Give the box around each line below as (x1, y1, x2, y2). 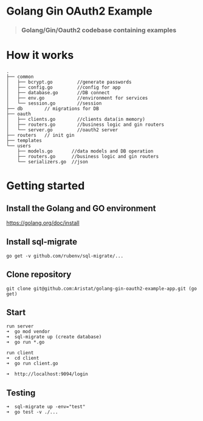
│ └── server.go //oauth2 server (6, 127, 119, 133)
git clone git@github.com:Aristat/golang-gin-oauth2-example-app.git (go (6, 286, 198, 292)
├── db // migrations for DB (6, 106, 99, 112)
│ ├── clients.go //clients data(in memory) (6, 117, 146, 123)
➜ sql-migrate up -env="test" (6, 404, 86, 410)
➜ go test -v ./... (6, 409, 59, 416)
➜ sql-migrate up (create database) (6, 334, 102, 340)
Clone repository (6, 269, 72, 280)
